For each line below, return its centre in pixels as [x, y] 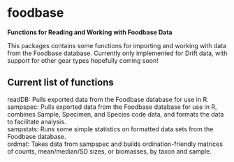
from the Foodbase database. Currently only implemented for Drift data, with [117, 53]
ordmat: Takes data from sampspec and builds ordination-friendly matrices [115, 144]
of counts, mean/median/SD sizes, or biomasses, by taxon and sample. [109, 151]
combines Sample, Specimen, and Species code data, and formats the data [116, 114]
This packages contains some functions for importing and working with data [117, 45]
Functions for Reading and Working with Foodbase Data [90, 32]
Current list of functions [60, 83]
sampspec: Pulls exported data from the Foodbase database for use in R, [112, 107]
